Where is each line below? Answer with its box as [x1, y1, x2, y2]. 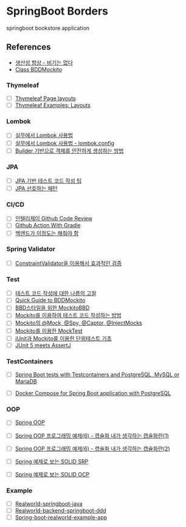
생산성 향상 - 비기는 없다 [15, 59, 73, 66]
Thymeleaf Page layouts [15, 95, 76, 102]
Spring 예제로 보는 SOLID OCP [15, 470, 90, 478]
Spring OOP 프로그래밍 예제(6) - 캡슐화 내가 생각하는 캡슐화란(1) [15, 432, 169, 439]
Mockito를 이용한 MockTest [15, 327, 83, 334]
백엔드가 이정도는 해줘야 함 [15, 229, 79, 236]
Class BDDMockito [15, 66, 63, 73]
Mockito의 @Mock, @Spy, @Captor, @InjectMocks [15, 319, 142, 326]
